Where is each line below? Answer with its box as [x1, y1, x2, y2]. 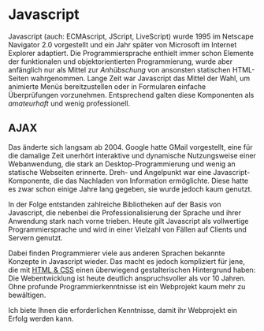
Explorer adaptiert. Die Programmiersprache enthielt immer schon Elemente [8, 48, 255, 58]
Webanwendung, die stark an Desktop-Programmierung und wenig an [8, 159, 236, 169]
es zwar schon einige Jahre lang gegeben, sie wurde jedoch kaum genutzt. [8, 184, 253, 194]
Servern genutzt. [8, 232, 63, 242]
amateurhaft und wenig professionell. [8, 99, 131, 108]
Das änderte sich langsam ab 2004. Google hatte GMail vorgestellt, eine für [8, 142, 254, 151]
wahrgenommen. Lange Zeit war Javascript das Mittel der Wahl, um [30, 73, 251, 83]
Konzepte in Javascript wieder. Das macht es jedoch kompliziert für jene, [8, 256, 246, 266]
